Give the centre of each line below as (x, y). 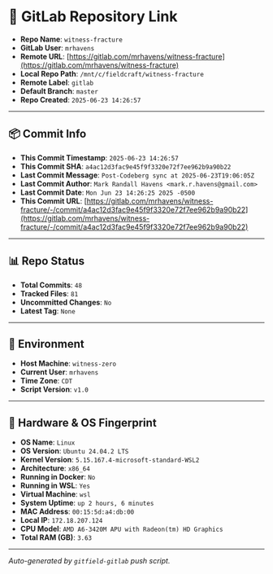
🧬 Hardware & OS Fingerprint (82, 423)
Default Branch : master (59, 91)
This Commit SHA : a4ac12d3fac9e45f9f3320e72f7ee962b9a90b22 (126, 166)
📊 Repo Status (47, 261)
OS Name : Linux (48, 442)
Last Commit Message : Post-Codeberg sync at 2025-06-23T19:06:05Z (137, 175)
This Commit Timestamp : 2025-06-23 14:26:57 (99, 157)
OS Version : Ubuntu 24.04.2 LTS (74, 451)
